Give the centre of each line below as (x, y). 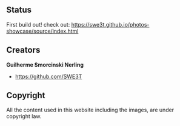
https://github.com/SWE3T (48, 76)
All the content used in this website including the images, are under (90, 110)
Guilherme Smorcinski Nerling (45, 65)
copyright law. (24, 116)
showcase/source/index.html (42, 31)
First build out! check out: (38, 24)
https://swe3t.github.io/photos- (110, 24)
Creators (23, 50)
